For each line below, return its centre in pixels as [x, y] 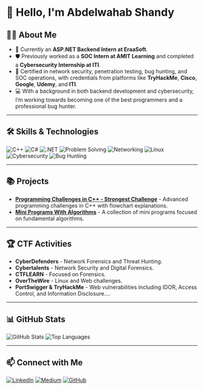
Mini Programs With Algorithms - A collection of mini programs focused [106, 212]
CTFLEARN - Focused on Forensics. [60, 274]
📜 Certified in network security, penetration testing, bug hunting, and [101, 71]
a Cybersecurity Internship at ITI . [58, 65]
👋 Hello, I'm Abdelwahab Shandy [90, 12]
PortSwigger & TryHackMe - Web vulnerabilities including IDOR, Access [106, 287]
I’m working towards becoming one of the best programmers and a [99, 100]
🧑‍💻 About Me [32, 35]
